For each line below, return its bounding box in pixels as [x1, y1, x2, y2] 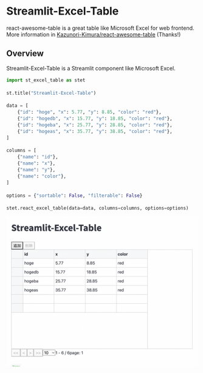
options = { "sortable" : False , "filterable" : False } [6, 193, 143, 199]
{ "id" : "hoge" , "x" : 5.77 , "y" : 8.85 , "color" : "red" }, [17, 109, 162, 115]
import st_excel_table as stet [6, 77, 86, 83]
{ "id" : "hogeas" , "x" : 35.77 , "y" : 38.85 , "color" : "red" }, [17, 128, 173, 134]
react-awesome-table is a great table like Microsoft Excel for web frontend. [6, 24, 194, 32]
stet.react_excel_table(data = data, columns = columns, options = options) [6, 205, 189, 211]
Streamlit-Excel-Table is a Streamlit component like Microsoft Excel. [6, 64, 176, 72]
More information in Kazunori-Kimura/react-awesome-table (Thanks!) [6, 30, 181, 38]
